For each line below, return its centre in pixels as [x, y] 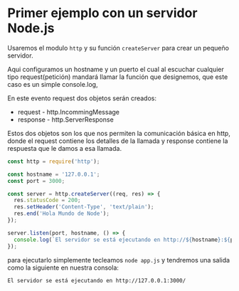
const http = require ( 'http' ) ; [54, 162]
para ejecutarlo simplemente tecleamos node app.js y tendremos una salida [118, 260]
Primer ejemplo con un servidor [102, 13]
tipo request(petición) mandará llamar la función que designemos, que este [118, 77]
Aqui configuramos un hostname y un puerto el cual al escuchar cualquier [116, 69]
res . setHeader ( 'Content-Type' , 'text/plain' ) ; [84, 207]
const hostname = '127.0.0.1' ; [54, 174]
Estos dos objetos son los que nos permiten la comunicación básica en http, [119, 133]
